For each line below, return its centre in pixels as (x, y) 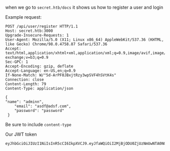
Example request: (24, 17)
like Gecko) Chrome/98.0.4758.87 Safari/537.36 (56, 44)
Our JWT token (21, 134)
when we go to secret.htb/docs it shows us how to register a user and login (84, 7)
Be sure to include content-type (38, 124)
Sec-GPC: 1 (17, 62)
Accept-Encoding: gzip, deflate (39, 66)
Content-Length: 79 (26, 84)
